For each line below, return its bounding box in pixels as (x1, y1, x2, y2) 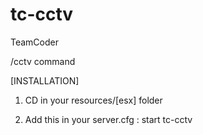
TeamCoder (10, 36, 59, 48)
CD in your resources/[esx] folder (24, 94, 163, 106)
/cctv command (10, 55, 76, 67)
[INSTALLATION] (10, 74, 80, 87)
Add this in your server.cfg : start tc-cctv (24, 113, 193, 125)
